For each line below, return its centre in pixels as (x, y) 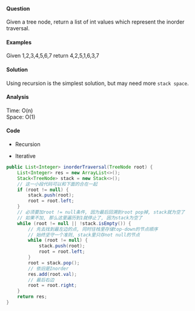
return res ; (32, 297)
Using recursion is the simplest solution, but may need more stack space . (97, 83)
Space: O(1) (21, 117)
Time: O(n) (20, 110)
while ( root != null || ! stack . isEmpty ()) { (74, 223)
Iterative (25, 156)
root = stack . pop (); (54, 263)
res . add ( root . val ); (53, 274)
